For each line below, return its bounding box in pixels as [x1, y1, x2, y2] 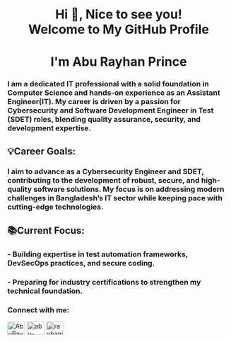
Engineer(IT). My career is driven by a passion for [7, 97, 181, 107]
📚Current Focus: [7, 224, 85, 236]
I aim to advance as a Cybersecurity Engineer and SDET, [7, 166, 204, 176]
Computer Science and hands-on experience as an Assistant [7, 88, 220, 98]
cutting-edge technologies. [7, 202, 104, 212]
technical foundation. [7, 286, 83, 296]
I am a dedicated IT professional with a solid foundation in [7, 79, 210, 89]
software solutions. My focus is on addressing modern [32, 184, 225, 194]
